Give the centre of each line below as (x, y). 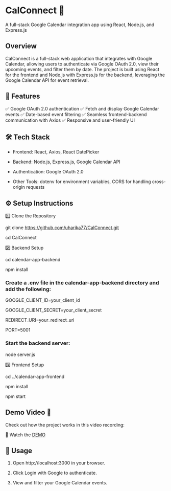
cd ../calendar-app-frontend (35, 376)
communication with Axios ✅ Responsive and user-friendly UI (70, 120)
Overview (21, 46)
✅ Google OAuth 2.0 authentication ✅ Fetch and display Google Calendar (82, 108)
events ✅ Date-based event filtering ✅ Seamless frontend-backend (76, 114)
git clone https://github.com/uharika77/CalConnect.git (62, 228)
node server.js (20, 354)
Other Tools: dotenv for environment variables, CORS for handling (82, 182)
